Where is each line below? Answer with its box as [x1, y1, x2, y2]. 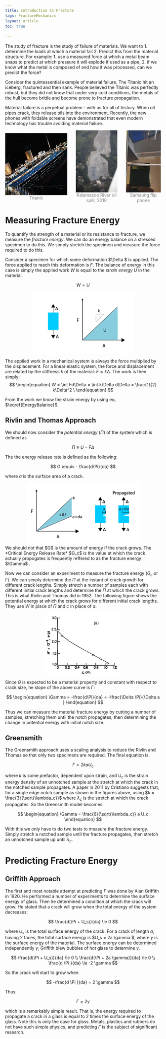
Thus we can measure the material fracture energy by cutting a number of [5, 709, 156, 715]
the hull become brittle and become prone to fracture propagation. [5, 95, 141, 101]
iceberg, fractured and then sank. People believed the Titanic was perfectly [5, 84, 159, 90]
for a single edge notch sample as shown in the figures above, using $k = [5, 790, 155, 796]
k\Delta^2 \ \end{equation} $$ [52, 387, 114, 393]
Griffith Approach [5, 875, 61, 883]
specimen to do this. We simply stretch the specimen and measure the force [5, 242, 161, 248]
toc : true [5, 24, 26, 29]
